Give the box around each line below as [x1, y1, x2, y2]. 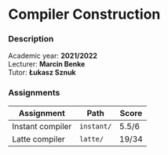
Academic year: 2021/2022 [8, 51, 98, 60]
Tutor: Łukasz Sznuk [8, 68, 76, 77]
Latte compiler [12, 133, 65, 144]
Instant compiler [12, 121, 72, 132]
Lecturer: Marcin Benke [8, 59, 86, 69]
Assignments [8, 88, 60, 99]
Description [8, 34, 54, 45]
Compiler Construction [8, 5, 161, 23]
